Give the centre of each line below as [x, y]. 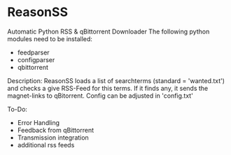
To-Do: [17, 109]
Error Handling [38, 122]
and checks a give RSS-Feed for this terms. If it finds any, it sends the [108, 88]
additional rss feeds [46, 145]
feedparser [34, 52]
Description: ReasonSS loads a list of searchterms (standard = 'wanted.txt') [116, 80]
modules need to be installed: [50, 38]
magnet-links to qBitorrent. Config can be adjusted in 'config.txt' [100, 96]
